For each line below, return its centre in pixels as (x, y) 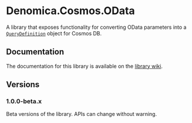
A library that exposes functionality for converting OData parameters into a (96, 27)
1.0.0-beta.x (24, 101)
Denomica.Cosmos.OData (70, 11)
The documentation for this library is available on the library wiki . (85, 66)
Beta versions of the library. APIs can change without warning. (82, 114)
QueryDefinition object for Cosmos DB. (54, 33)
